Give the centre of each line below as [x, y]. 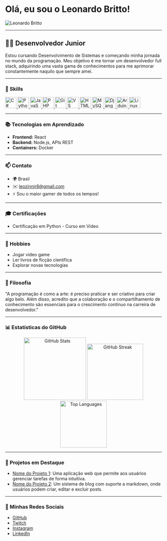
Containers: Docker [33, 148]
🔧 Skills [14, 89]
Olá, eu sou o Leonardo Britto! [68, 9]
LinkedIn [21, 534]
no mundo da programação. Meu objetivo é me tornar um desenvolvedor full [83, 60]
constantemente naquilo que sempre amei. [49, 71]
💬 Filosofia [18, 283]
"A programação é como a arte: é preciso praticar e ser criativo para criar [80, 294]
